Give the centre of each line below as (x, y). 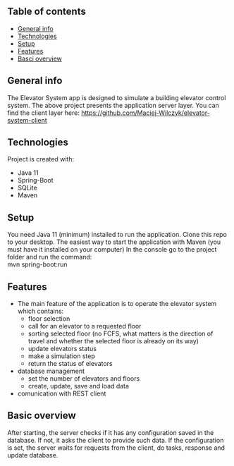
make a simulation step (61, 356)
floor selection (49, 319)
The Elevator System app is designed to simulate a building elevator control (117, 97)
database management (51, 371)
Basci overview (39, 59)
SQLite (27, 188)
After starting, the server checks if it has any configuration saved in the (111, 432)
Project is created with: (41, 159)
